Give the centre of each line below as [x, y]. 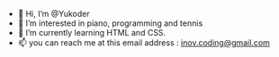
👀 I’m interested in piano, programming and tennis [110, 23]
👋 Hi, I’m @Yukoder [54, 14]
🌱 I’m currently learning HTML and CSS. [92, 33]
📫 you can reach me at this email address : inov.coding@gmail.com [144, 43]
